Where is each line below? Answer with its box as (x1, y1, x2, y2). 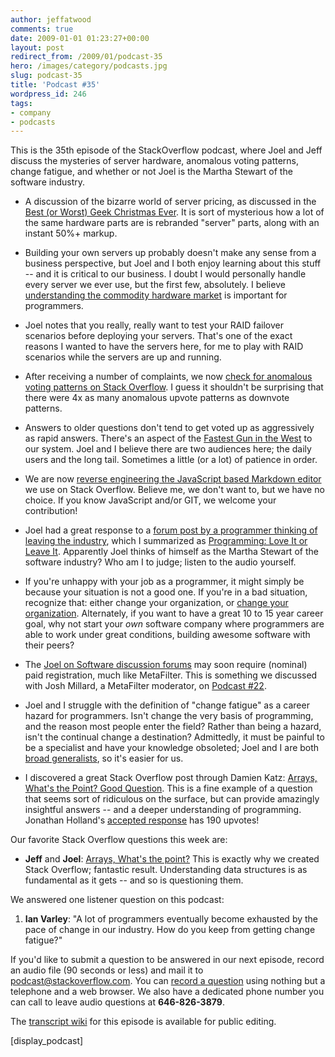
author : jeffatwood (10, 14, 92, 25)
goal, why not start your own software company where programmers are (24, 618, 325, 630)
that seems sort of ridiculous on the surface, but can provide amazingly (24, 793, 320, 805)
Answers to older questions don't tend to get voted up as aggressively (24, 422, 315, 434)
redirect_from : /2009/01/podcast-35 (10, 52, 163, 62)
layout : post (10, 42, 65, 53)
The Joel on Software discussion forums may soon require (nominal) (24, 659, 308, 671)
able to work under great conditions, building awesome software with (24, 629, 311, 641)
